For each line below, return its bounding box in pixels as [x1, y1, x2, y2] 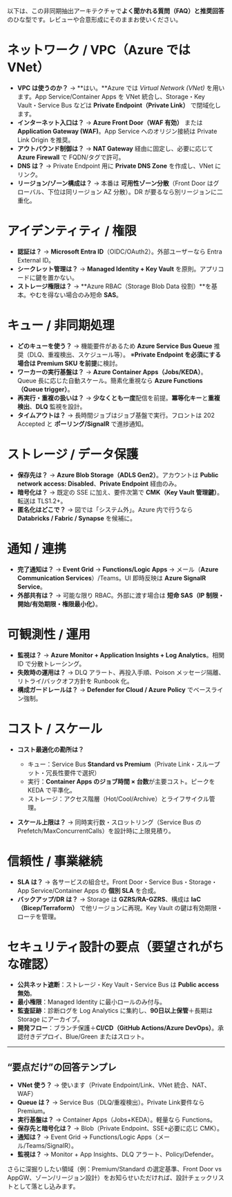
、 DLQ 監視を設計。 [29, 402, 86, 411]
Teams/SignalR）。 [25, 1142, 78, 1150]
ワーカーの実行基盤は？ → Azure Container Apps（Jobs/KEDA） [17, 367, 202, 376]
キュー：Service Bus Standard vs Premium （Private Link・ [27, 760, 197, 768]
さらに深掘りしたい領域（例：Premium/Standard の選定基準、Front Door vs [7, 1165, 222, 1173]
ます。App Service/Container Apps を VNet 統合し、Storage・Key [17, 92, 205, 100]
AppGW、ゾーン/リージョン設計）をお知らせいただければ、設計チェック [7, 1173, 213, 1182]
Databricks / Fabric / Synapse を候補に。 [17, 514, 137, 522]
